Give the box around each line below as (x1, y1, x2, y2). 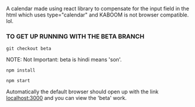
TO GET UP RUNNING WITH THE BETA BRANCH (6, 32, 145, 40)
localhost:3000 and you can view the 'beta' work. (6, 95, 127, 102)
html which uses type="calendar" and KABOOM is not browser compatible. (6, 11, 189, 18)
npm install (6, 67, 35, 73)
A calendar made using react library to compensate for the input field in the (6, 5, 190, 12)
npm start (6, 78, 31, 84)
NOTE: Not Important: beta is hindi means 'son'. (6, 56, 122, 63)
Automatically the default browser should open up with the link (6, 88, 159, 95)
